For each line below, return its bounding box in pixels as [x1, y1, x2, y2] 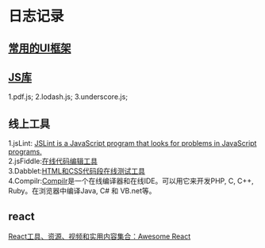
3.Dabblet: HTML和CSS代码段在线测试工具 [8, 166, 145, 176]
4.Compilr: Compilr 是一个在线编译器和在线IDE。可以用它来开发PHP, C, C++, [8, 176, 254, 186]
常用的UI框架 [8, 41, 71, 55]
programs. [8, 147, 42, 157]
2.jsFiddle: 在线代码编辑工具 [8, 156, 98, 166]
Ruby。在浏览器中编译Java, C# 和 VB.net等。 [8, 186, 156, 196]
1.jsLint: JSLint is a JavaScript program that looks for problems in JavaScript [8, 139, 257, 148]
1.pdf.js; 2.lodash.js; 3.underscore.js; [8, 92, 129, 101]
